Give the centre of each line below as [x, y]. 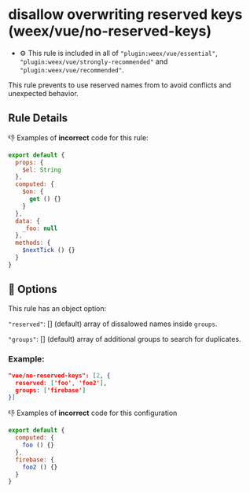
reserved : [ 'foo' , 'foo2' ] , [61, 383]
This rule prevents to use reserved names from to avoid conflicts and [120, 85]
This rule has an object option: [57, 308]
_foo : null [40, 228]
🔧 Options [33, 289]
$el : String [42, 170]
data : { [28, 221]
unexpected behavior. [43, 93]
